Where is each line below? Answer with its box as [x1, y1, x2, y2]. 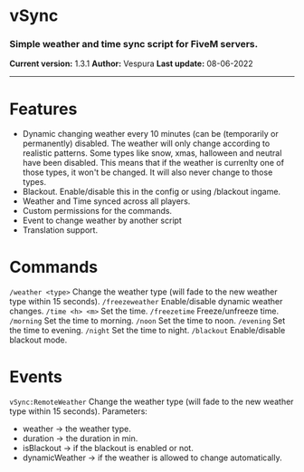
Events [9, 366, 63, 387]
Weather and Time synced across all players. [22, 196, 191, 207]
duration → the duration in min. [22, 433, 138, 444]
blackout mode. [9, 334, 68, 345]
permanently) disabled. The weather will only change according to [22, 138, 271, 149]
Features [9, 99, 78, 119]
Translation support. [22, 225, 98, 236]
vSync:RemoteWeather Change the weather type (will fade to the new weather [9, 396, 294, 408]
